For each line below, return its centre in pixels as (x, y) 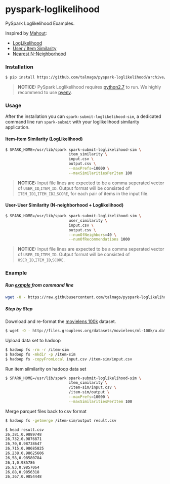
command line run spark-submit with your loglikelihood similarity (72, 122)
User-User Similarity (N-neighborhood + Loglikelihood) (65, 205)
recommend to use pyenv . (45, 93)
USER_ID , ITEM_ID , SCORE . (41, 260)
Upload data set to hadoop (33, 340)
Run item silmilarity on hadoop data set (46, 369)
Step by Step (19, 309)
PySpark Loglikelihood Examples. (40, 23)
